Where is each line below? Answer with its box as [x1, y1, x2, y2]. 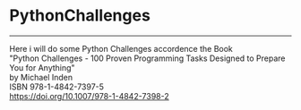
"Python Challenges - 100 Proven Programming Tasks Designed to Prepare [9, 53, 286, 63]
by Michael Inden [9, 72, 73, 82]
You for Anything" [9, 62, 75, 72]
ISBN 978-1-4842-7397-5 [9, 81, 105, 92]
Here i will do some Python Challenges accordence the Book [9, 43, 233, 54]
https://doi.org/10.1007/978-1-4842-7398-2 [9, 90, 169, 101]
